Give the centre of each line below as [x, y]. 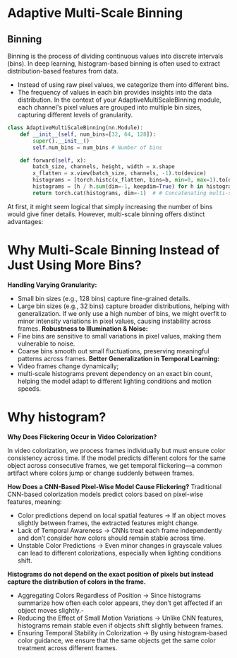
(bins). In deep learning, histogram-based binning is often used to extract [114, 64]
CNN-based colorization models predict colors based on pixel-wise [105, 494]
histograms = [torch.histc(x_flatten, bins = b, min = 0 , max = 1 [123, 180]
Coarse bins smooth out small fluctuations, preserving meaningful [113, 351]
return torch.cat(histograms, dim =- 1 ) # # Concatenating [120, 193]
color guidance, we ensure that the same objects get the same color [117, 640]
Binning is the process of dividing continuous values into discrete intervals [115, 56]
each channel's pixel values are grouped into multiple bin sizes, [110, 107]
